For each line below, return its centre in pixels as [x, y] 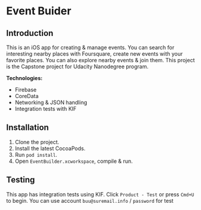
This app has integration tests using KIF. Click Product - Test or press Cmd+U [100, 194]
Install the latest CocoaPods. [50, 148]
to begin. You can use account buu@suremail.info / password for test [90, 200]
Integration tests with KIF [45, 109]
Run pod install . [36, 154]
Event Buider [39, 11]
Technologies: [25, 78]
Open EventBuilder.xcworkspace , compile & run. [74, 161]
